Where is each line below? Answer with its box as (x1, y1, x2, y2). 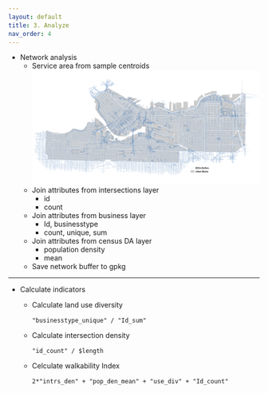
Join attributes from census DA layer (31, 236, 152, 245)
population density (43, 244, 105, 254)
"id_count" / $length (31, 347, 104, 355)
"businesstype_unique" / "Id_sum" (31, 316, 147, 324)
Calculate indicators (19, 284, 86, 294)
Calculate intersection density (31, 330, 130, 339)
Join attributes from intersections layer (31, 185, 160, 195)
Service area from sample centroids (31, 61, 150, 71)
